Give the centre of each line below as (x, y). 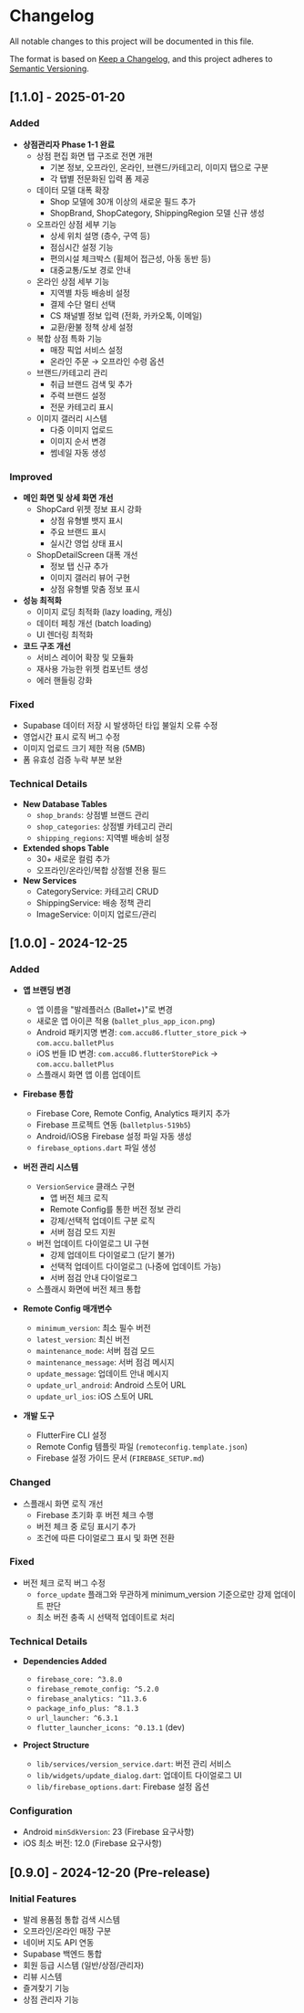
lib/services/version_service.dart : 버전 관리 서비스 (134, 1764)
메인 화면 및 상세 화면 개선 (68, 498)
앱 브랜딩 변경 (46, 991)
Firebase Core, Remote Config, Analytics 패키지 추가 (133, 1114)
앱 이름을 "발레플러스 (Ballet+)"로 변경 (104, 1010)
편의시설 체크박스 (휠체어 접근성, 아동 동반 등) (130, 258)
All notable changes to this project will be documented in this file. (132, 41)
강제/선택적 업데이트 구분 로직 (102, 1221)
